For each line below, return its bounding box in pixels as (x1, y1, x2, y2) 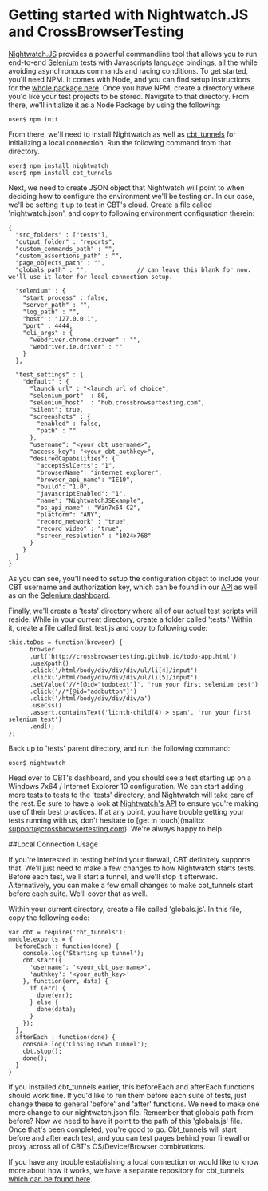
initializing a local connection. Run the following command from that (8, 137, 231, 147)
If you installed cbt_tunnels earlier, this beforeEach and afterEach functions (8, 1081, 255, 1092)
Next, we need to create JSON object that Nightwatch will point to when (8, 182, 245, 193)
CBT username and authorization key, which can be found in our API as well (8, 582, 258, 592)
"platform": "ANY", (37, 510, 102, 519)
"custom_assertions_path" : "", (15, 252, 124, 260)
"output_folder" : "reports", (15, 237, 116, 245)
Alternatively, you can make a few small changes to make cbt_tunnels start (8, 880, 254, 890)
